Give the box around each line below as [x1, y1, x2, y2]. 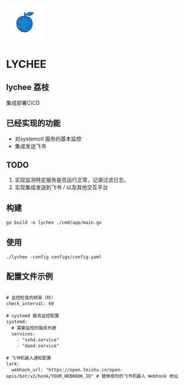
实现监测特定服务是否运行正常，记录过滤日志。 [14, 177, 129, 184]
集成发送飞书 [14, 142, 46, 149]
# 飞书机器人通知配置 [6, 355, 51, 361]
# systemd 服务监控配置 [6, 313, 59, 319]
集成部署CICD [6, 99, 40, 106]
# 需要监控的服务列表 [11, 325, 57, 331]
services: [11, 331, 35, 337]
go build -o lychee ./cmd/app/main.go [6, 220, 102, 226]
